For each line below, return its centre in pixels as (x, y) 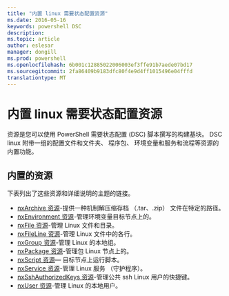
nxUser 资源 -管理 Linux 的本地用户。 (69, 286)
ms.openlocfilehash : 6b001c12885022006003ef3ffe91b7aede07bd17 (100, 65)
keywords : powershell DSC (44, 26)
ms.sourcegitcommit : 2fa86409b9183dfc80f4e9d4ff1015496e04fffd (100, 71)
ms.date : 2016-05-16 (37, 20)
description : (26, 33)
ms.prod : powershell (37, 59)
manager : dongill (32, 52)
